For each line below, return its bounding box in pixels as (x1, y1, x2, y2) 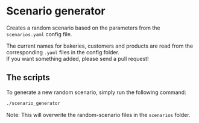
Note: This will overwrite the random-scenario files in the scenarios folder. (6, 111, 191, 118)
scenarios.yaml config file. (6, 30, 72, 37)
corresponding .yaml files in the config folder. (6, 48, 119, 55)
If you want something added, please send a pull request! (6, 55, 149, 62)
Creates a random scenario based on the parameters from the (6, 24, 160, 31)
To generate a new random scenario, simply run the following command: (6, 89, 186, 96)
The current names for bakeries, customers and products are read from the (6, 42, 194, 49)
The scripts (6, 72, 50, 83)
